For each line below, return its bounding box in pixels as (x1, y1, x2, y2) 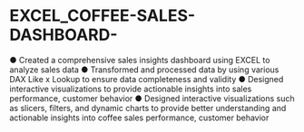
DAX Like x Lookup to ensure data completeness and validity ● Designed (9, 73, 284, 84)
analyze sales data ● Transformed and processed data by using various (9, 64, 279, 75)
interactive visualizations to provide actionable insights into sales (9, 83, 252, 94)
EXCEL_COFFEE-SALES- (9, 5, 196, 26)
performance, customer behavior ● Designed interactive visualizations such (9, 92, 295, 104)
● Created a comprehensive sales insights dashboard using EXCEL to (9, 54, 270, 65)
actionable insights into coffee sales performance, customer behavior (9, 112, 270, 123)
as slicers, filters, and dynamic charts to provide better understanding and (9, 102, 287, 113)
